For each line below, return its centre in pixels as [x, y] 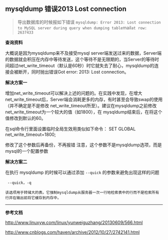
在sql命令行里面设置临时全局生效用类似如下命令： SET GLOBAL [70, 129]
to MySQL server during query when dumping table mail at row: [82, 28]
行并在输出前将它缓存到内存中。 [33, 198]
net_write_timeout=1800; [30, 134]
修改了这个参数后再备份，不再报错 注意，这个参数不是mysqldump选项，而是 [83, 145]
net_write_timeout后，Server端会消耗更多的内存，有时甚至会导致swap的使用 [84, 99]
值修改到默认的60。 [25, 118]
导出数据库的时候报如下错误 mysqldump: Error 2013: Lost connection [89, 22]
